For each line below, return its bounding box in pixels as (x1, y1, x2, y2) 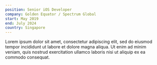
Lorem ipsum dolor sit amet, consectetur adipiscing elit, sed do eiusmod (5, 39, 153, 44)
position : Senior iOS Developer (5, 7, 72, 12)
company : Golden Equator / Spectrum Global (5, 12, 97, 17)
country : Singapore (5, 25, 46, 30)
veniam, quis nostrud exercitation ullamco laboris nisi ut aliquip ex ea (5, 49, 146, 55)
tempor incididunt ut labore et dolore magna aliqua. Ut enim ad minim (5, 44, 147, 50)
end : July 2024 (5, 21, 37, 26)
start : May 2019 (5, 16, 39, 21)
